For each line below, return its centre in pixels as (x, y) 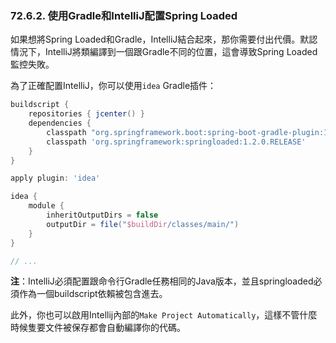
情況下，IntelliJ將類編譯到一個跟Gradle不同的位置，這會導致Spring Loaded (164, 52)
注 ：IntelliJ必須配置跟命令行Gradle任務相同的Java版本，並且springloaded (162, 281)
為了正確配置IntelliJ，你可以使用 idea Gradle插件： (113, 86)
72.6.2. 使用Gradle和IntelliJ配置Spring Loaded (124, 15)
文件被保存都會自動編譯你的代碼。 (115, 328)
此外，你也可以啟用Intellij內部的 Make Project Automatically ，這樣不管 (155, 315)
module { (46, 206)
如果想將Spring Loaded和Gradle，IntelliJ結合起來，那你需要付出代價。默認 (164, 39)
